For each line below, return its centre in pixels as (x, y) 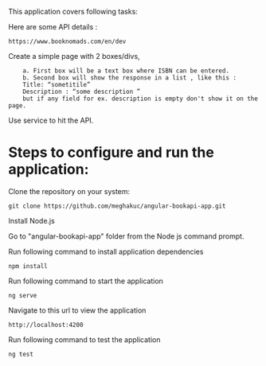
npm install (28, 266)
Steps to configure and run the (111, 152)
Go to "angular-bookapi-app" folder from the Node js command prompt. (126, 236)
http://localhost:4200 (46, 325)
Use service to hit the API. (51, 120)
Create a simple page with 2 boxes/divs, (74, 56)
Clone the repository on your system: (69, 191)
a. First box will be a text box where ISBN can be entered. (126, 71)
